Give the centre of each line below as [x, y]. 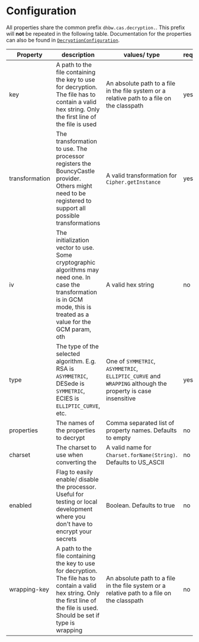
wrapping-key [29, 589]
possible [68, 215]
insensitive [121, 398]
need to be [71, 193]
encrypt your [74, 531]
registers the [74, 163]
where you [71, 517]
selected [68, 354]
